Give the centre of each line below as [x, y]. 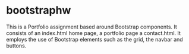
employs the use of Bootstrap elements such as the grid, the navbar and [94, 39]
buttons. [16, 46]
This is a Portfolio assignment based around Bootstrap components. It [92, 27]
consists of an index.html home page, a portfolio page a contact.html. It [94, 33]
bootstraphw [39, 10]
